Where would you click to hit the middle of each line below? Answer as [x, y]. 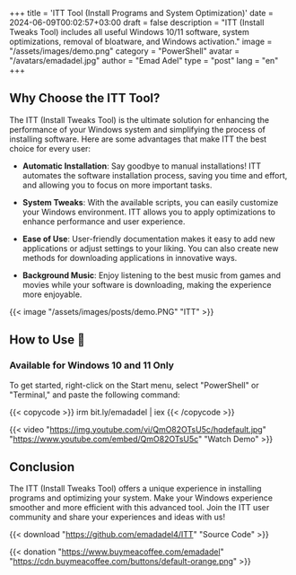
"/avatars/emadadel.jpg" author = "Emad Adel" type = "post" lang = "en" [144, 61]
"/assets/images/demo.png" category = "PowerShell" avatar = [125, 51]
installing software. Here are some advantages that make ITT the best [138, 139]
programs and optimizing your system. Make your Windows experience [141, 498]
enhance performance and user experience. [104, 221]
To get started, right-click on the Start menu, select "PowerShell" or [135, 385]
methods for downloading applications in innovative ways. [130, 257]
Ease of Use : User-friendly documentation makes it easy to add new [148, 239]
